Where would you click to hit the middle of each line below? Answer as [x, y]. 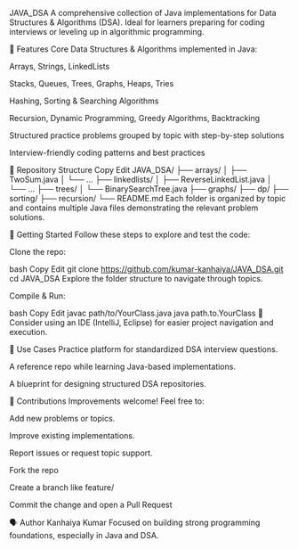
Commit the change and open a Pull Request [91, 504]
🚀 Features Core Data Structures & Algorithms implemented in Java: [133, 49]
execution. [28, 332]
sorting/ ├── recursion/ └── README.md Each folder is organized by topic [148, 198]
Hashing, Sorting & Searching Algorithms [84, 101]
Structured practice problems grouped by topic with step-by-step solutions [147, 135]
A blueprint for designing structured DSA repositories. [108, 384]
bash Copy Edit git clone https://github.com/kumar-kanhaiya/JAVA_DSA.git [146, 269]
